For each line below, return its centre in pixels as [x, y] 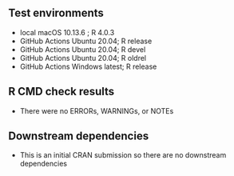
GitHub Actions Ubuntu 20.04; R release [86, 41]
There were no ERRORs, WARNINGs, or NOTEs [97, 110]
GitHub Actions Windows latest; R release [88, 66]
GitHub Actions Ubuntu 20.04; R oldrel [83, 58]
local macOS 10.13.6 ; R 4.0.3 [67, 32]
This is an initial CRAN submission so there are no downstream [123, 155]
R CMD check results [61, 92]
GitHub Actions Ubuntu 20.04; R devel [83, 49]
